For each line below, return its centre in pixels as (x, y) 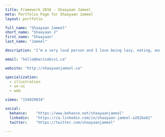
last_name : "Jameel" (26, 42)
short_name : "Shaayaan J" (31, 33)
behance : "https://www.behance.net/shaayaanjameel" (67, 113)
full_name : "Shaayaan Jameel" (36, 28)
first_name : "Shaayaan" (29, 37)
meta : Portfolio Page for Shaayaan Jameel (49, 14)
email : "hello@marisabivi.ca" (36, 59)
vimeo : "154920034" (25, 100)
